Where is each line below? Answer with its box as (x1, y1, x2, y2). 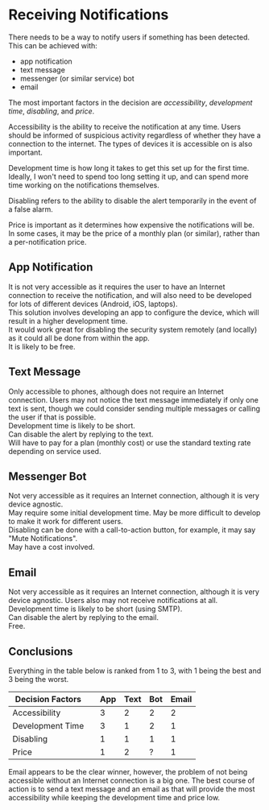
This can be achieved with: (8, 40, 98, 50)
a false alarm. (8, 204, 54, 214)
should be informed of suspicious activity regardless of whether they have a (8, 130, 262, 140)
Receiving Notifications (8, 6, 169, 24)
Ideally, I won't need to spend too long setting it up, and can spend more (8, 172, 249, 181)
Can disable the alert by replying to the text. (8, 429, 154, 439)
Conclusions (8, 644, 73, 658)
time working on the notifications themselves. (8, 180, 159, 190)
